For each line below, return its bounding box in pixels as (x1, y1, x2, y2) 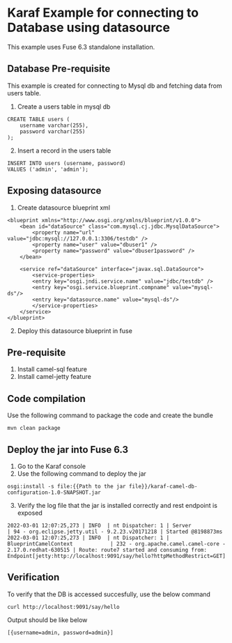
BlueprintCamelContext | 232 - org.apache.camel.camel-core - (7, 541, 226, 548)
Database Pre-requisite (7, 63, 111, 75)
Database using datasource (7, 20, 171, 36)
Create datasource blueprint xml (17, 203, 110, 212)
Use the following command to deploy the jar (17, 470, 146, 478)
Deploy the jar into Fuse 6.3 (7, 444, 129, 456)
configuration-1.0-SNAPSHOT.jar (7, 489, 101, 496)
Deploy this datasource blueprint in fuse (17, 326, 132, 335)
